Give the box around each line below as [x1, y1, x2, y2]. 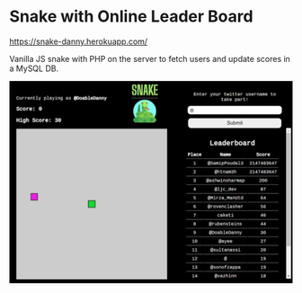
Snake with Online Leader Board [9, 6, 253, 27]
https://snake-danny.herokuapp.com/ [9, 36, 148, 47]
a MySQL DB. [9, 63, 59, 74]
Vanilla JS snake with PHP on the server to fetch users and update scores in [9, 53, 290, 64]
